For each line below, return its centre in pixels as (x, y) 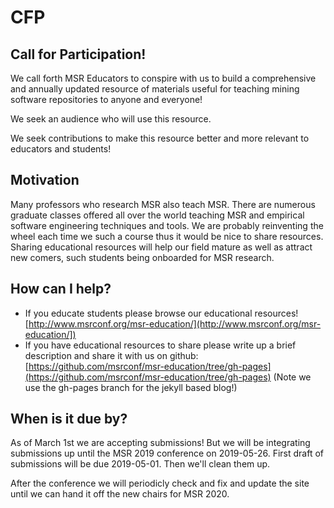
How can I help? (61, 289)
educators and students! (61, 149)
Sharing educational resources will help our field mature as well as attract (161, 247)
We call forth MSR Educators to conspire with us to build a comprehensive (163, 78)
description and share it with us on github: (111, 355)
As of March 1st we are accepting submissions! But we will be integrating (160, 443)
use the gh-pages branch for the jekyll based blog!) (131, 387)
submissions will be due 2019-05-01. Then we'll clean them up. (140, 464)
